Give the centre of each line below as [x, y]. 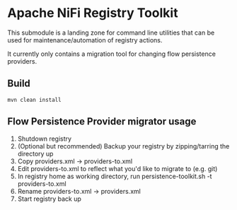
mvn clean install [34, 100]
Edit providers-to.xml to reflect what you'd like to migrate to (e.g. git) [117, 168]
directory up [35, 153]
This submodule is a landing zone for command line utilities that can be [111, 33]
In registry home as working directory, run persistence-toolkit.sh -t [115, 176]
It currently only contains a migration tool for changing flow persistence [111, 54]
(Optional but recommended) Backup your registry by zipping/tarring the [123, 146]
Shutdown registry [45, 139]
